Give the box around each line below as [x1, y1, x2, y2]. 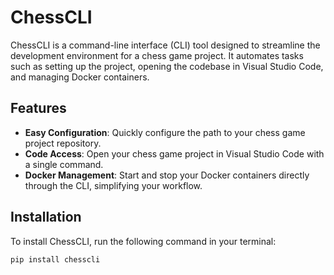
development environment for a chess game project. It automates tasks [10, 49, 304, 61]
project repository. [24, 137, 102, 149]
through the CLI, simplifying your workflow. [24, 179, 203, 191]
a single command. [24, 158, 104, 170]
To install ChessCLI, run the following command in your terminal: [10, 235, 277, 247]
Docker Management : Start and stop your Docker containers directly [24, 169, 310, 181]
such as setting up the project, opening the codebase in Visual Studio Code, [10, 60, 324, 72]
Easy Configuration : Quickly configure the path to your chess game [24, 126, 306, 138]
